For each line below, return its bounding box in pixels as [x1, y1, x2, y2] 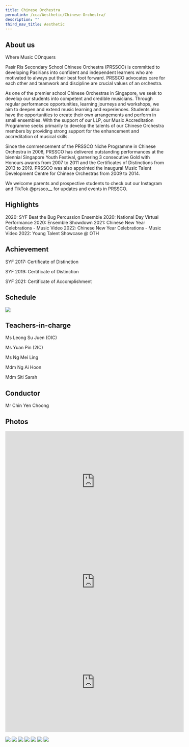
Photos [5, 417, 29, 426]
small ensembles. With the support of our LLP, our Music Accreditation [5, 117, 154, 123]
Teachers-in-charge [5, 321, 71, 329]
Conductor [5, 389, 41, 398]
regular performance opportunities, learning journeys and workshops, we [5, 101, 159, 107]
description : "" [5, 17, 40, 22]
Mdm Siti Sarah [5, 374, 37, 380]
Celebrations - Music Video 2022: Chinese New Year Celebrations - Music [5, 225, 161, 231]
